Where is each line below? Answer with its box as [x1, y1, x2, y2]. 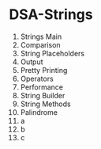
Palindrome [20, 107, 58, 117]
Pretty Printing [20, 65, 68, 74]
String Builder [20, 90, 65, 100]
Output [20, 57, 43, 67]
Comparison [20, 40, 62, 49]
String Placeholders [20, 48, 85, 58]
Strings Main [20, 32, 62, 41]
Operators [20, 74, 54, 83]
